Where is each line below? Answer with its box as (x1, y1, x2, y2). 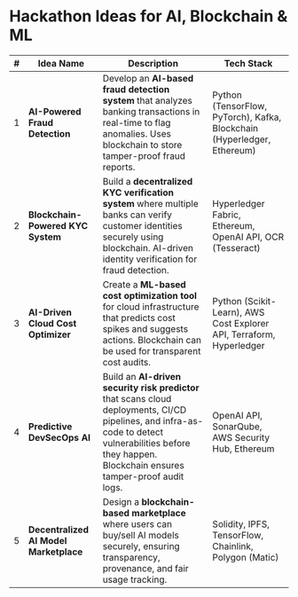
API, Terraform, (212, 328, 276, 341)
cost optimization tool (102, 289, 198, 302)
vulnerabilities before (102, 436, 191, 449)
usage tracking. (102, 573, 168, 585)
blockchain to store (102, 138, 183, 151)
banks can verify (102, 208, 173, 221)
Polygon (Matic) (212, 551, 279, 563)
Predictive (27, 420, 73, 432)
